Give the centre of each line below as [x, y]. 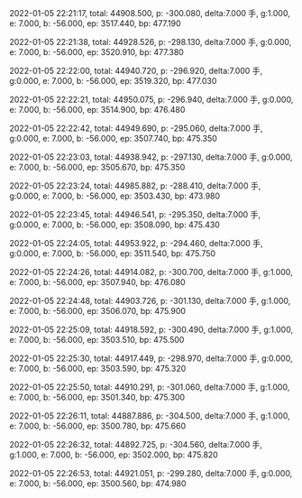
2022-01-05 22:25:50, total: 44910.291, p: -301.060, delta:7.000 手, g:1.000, [150, 387]
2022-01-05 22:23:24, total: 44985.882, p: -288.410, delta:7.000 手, [135, 186]
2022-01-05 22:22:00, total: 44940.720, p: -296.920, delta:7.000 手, [136, 71]
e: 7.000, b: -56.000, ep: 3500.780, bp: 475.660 [98, 426]
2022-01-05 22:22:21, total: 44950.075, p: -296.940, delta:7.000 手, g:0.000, [151, 99]
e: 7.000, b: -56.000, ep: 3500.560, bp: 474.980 [98, 484]
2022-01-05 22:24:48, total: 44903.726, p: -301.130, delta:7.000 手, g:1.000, [150, 301]
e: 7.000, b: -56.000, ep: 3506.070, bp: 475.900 [98, 311]
